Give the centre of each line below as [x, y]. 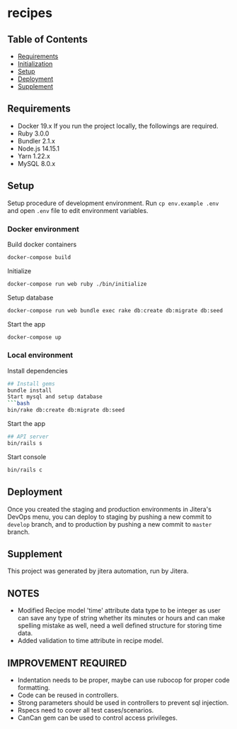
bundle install [30, 390]
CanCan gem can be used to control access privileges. [98, 718]
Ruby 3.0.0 [33, 133]
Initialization [35, 64]
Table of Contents [48, 39]
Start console [27, 456]
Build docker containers [42, 244]
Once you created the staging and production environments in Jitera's [110, 509]
